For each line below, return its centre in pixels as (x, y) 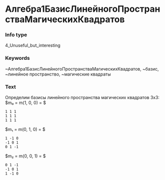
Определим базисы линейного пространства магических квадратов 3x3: (82, 98)
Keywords (17, 58)
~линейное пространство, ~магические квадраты (58, 74)
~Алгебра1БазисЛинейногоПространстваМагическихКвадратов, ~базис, (82, 69)
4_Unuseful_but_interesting (33, 46)
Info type (16, 35)
